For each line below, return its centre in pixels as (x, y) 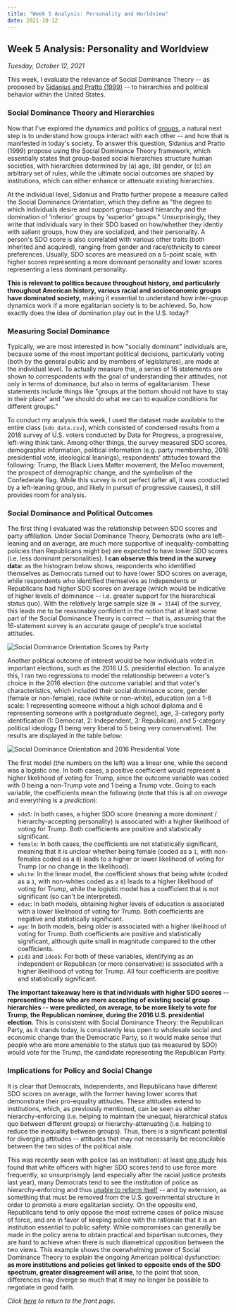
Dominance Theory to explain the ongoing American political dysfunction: (114, 1257)
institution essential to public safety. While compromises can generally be (114, 1227)
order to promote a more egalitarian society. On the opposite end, (103, 1204)
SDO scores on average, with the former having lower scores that (102, 1093)
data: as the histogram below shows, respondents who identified (101, 566)
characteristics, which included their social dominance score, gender (107, 691)
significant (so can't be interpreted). (70, 897)
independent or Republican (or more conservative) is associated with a (120, 964)
